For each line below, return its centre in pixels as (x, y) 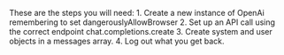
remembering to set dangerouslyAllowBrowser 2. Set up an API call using (142, 22)
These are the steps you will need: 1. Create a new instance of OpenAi (137, 13)
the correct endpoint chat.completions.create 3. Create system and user (141, 31)
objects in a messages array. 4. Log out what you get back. (117, 41)
